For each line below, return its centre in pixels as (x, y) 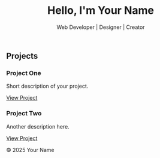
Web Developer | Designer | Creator (101, 27)
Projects (22, 56)
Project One (24, 73)
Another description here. (38, 126)
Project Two (24, 114)
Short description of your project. (47, 86)
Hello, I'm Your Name (101, 11)
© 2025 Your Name (31, 150)
